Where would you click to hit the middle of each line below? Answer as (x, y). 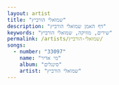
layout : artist (29, 13)
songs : (17, 45)
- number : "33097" (40, 52)
